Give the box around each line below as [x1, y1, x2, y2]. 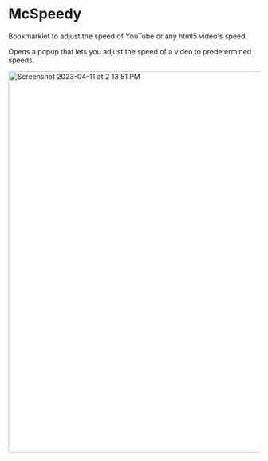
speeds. [8, 55, 35, 65]
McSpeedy [8, 5, 82, 23]
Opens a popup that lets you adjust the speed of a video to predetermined [8, 46, 252, 56]
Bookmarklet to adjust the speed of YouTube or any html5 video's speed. [8, 31, 248, 41]
